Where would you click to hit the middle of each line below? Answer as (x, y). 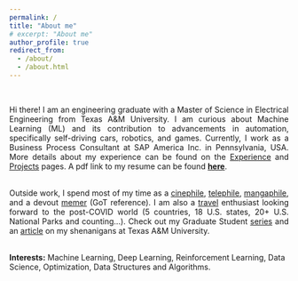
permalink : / (33, 17)
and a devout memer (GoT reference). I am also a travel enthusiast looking (149, 202)
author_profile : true (49, 42)
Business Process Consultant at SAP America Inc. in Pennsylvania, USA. (149, 147)
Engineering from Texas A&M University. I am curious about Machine (149, 119)
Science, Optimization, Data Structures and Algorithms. (110, 267)
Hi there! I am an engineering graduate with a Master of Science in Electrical (149, 109)
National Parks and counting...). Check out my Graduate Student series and (149, 221)
